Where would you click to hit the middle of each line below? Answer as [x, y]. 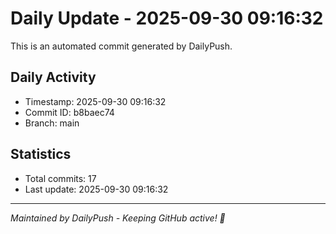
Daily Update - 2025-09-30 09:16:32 [167, 18]
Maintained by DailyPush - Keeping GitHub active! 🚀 [118, 218]
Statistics [41, 154]
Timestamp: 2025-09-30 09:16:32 [95, 101]
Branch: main [52, 123]
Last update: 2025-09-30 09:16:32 [96, 189]
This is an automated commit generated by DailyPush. [121, 46]
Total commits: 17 [60, 178]
